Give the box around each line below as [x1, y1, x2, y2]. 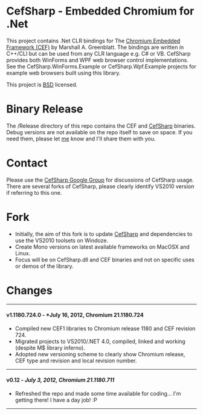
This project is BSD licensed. [6, 80, 78, 88]
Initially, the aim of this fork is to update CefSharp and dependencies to [14, 230, 193, 237]
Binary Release [6, 102, 83, 116]
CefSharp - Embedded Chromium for [6, 4, 195, 18]
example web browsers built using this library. [6, 69, 121, 76]
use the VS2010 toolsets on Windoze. [14, 237, 109, 244]
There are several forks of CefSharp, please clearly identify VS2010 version [6, 183, 195, 190]
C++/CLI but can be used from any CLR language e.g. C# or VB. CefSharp [6, 50, 191, 57]
